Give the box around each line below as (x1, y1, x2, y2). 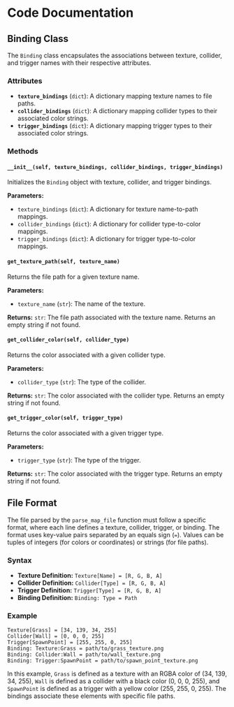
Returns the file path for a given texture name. (7, 272, 140, 281)
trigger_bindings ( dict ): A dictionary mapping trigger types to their (17, 122, 213, 130)
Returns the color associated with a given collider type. (7, 351, 166, 359)
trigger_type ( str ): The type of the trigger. (17, 456, 141, 465)
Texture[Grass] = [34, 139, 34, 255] (7, 627, 117, 634)
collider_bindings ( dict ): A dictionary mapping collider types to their (17, 107, 218, 115)
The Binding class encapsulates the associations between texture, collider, (7, 51, 222, 59)
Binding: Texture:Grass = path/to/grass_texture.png (7, 645, 164, 653)
